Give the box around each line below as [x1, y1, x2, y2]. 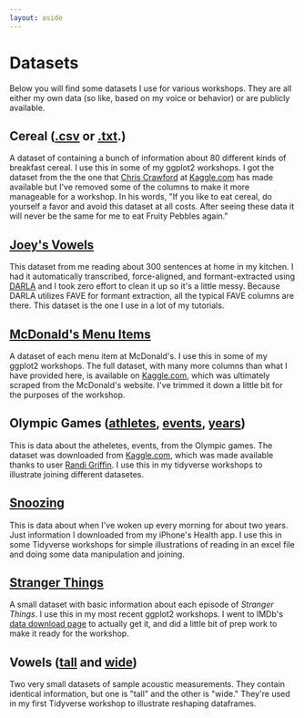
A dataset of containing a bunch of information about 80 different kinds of [9, 152, 287, 164]
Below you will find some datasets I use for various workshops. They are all [9, 83, 292, 94]
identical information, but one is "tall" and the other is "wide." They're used [9, 689, 291, 700]
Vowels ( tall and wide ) [9, 654, 138, 670]
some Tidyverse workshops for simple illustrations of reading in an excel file [9, 538, 296, 549]
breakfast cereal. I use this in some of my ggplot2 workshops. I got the [9, 162, 275, 173]
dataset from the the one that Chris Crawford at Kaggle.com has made [9, 172, 274, 183]
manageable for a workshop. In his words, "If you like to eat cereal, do [9, 191, 273, 202]
